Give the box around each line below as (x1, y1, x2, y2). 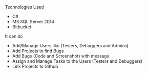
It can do (5, 34, 23, 39)
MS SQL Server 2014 (12, 19, 55, 24)
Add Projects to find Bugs (12, 48, 64, 54)
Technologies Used (5, 4, 44, 10)
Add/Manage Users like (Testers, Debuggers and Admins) (12, 43, 128, 48)
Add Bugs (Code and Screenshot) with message (12, 53, 109, 59)
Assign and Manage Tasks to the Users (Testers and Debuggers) (12, 58, 143, 64)
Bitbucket (12, 24, 32, 30)
